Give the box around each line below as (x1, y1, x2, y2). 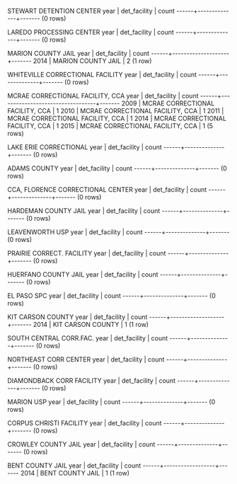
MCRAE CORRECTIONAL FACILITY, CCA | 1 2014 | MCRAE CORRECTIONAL (7, 114, 226, 122)
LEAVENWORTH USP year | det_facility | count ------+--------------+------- (7, 228, 230, 236)
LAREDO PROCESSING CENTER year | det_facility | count (7, 28, 175, 36)
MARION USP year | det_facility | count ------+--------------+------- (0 (7, 398, 216, 406)
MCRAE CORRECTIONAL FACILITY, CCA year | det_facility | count (7, 92, 199, 100)
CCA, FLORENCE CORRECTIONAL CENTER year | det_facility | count (7, 185, 207, 194)
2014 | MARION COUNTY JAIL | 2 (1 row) (33, 57, 152, 65)
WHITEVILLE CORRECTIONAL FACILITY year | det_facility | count (7, 71, 197, 79)
